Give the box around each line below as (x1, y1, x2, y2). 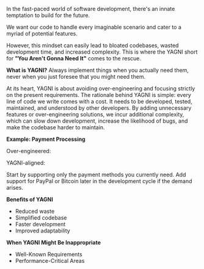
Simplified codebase (15, 214, 67, 221)
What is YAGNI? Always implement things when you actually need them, (6, 66, 189, 74)
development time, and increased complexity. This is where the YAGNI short (6, 48, 198, 56)
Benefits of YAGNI (6, 196, 53, 203)
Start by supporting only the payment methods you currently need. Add (6, 171, 186, 178)
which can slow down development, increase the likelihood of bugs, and (6, 117, 188, 124)
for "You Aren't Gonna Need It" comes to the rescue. (6, 55, 142, 62)
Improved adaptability (15, 227, 70, 234)
